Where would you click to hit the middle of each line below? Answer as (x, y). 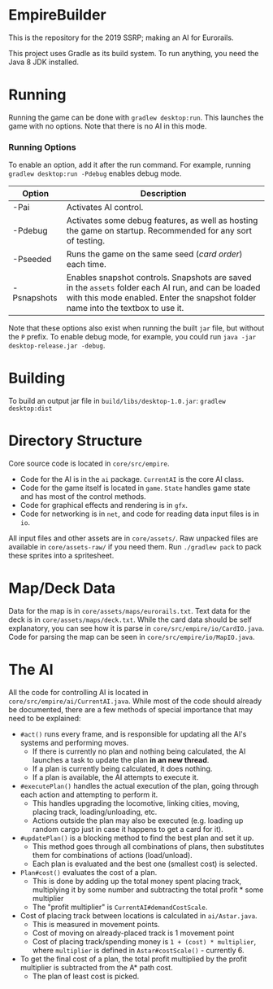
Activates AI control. (105, 208)
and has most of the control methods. (83, 497)
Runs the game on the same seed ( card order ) (154, 254)
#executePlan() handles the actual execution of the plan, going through (139, 786)
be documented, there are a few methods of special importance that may (131, 709)
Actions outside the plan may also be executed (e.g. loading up (138, 821)
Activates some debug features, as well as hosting (162, 221)
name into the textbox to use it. (125, 309)
